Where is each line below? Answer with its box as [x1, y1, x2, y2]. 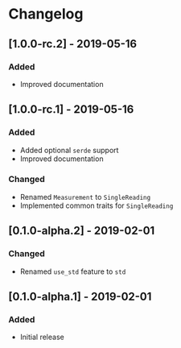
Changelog [8, 5, 84, 23]
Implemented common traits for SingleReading [19, 201, 174, 210]
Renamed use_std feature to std [19, 267, 126, 276]
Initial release [19, 332, 64, 342]
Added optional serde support [19, 145, 119, 155]
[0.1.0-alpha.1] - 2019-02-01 [8, 289, 152, 303]
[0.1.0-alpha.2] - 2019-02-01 [8, 224, 155, 238]
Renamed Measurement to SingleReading [19, 192, 151, 201]
